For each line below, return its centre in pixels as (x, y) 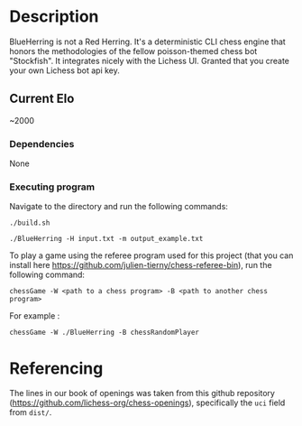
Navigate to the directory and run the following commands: (119, 207)
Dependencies (42, 144)
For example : (35, 316)
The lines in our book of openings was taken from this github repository (142, 394)
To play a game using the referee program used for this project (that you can (151, 255)
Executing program (52, 187)
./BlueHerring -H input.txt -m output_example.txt (106, 239)
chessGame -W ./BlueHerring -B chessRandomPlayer (105, 333)
